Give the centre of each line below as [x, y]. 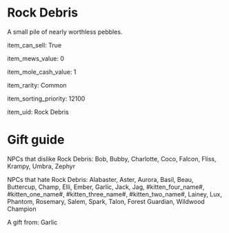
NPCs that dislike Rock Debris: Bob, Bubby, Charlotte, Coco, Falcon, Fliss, [112, 159]
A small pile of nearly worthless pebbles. [65, 32]
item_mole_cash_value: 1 [42, 72]
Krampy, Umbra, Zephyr [41, 166]
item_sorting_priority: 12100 [46, 99]
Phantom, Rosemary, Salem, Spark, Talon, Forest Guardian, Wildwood [106, 201]
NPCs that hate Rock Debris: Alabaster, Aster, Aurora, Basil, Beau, [100, 179]
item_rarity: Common [37, 85]
